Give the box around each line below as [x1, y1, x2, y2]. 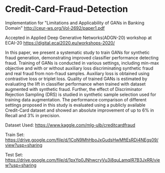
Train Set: [5, 131, 25, 137]
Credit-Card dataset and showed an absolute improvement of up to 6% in [5, 107, 154, 113]
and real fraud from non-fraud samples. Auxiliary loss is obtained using [5, 70, 150, 76]
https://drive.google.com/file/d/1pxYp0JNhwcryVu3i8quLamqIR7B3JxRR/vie [5, 157, 160, 163]
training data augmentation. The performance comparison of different [5, 96, 147, 102]
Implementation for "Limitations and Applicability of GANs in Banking [5, 20, 144, 26]
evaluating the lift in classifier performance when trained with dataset [5, 81, 146, 87]
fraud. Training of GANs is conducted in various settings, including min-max [5, 60, 159, 66]
